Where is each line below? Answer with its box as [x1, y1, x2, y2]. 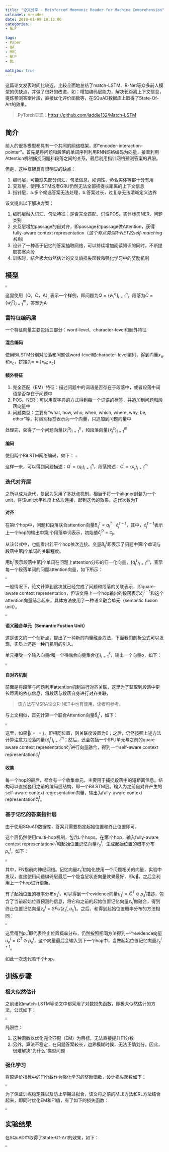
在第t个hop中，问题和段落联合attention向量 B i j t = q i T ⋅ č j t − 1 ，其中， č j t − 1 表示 [5, 521, 163, 529]
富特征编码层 [5, 314, 37, 321]
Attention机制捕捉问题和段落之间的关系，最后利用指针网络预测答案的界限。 [5, 155, 161, 162]
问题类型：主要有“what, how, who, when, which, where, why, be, [12, 410, 147, 416]
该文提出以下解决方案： [5, 200, 54, 206]
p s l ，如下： [5, 847, 29, 855]
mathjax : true [5, 68, 35, 73]
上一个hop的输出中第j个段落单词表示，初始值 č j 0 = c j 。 [5, 529, 118, 536]
